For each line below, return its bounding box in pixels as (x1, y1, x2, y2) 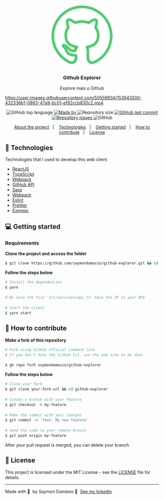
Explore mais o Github (60, 85, 104, 91)
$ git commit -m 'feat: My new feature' (5, 418, 89, 423)
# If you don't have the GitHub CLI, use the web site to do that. (5, 352, 145, 357)
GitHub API (12, 181, 35, 187)
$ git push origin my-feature (5, 433, 67, 438)
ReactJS (12, 166, 29, 172)
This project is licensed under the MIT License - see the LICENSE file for (5, 469, 150, 475)
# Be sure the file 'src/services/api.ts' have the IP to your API (5, 295, 145, 300)
